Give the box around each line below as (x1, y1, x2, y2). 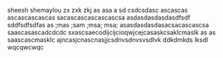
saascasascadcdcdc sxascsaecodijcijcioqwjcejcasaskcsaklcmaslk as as (7, 28, 216, 36)
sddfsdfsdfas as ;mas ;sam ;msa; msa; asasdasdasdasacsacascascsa (7, 21, 209, 29)
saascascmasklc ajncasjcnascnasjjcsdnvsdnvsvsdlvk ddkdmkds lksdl (7, 36, 208, 44)
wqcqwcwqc (7, 43, 44, 51)
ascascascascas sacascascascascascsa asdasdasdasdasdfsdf (7, 13, 191, 22)
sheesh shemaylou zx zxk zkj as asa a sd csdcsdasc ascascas (7, 6, 188, 14)
